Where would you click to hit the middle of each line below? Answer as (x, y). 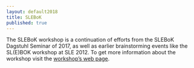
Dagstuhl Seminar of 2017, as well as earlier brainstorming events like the (97, 46)
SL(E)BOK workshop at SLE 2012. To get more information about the (91, 52)
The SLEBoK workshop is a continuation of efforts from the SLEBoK (90, 40)
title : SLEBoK (24, 17)
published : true (27, 23)
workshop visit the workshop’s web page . (58, 59)
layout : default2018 (32, 12)
